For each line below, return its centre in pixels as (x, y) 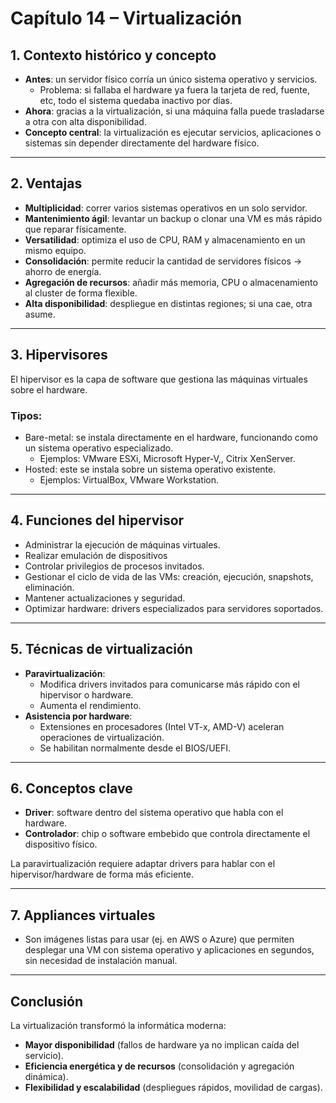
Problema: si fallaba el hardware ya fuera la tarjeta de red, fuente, (175, 90)
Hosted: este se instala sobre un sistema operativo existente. (150, 469)
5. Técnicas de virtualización (101, 649)
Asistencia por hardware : (78, 716)
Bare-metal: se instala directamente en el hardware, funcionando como (171, 437)
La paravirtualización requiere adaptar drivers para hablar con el (143, 864)
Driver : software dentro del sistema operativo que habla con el (154, 813)
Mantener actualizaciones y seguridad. (105, 598)
